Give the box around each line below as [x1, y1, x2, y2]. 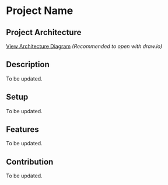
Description [6, 60, 50, 69]
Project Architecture [6, 27, 82, 37]
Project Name [6, 4, 73, 18]
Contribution [6, 156, 54, 167]
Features [6, 124, 39, 135]
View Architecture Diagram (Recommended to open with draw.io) [6, 43, 163, 50]
